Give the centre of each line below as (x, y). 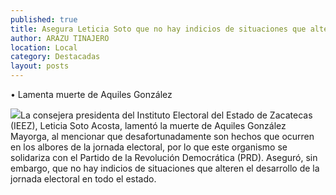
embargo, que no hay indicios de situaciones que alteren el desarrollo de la (165, 168)
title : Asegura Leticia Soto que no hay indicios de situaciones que (158, 29)
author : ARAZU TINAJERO (60, 38)
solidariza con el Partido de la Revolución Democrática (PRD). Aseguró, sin (164, 157)
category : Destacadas (55, 57)
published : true (44, 19)
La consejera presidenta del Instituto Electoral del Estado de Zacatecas (166, 115)
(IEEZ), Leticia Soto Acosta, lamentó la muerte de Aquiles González (148, 125)
